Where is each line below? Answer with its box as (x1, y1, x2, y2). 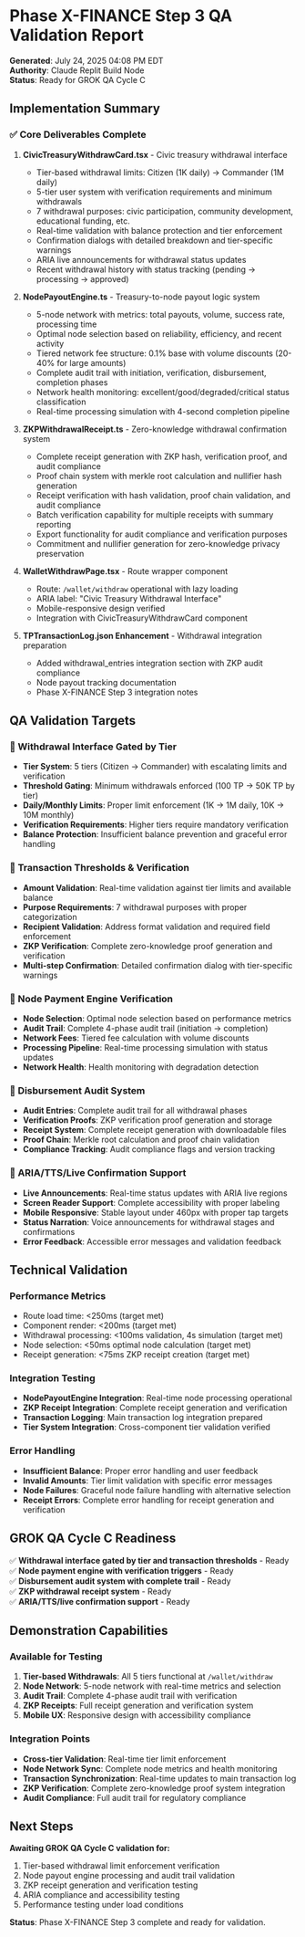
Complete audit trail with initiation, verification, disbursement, (36, 367, 267, 378)
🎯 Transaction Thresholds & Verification (9, 862, 189, 874)
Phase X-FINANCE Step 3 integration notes (36, 686, 198, 697)
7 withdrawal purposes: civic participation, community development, (36, 205, 294, 216)
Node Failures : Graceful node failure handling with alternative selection (22, 1484, 291, 1495)
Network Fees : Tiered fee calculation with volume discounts (22, 1032, 249, 1043)
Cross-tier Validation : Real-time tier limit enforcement (22, 1754, 227, 1764)
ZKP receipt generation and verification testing (22, 1879, 198, 1890)
